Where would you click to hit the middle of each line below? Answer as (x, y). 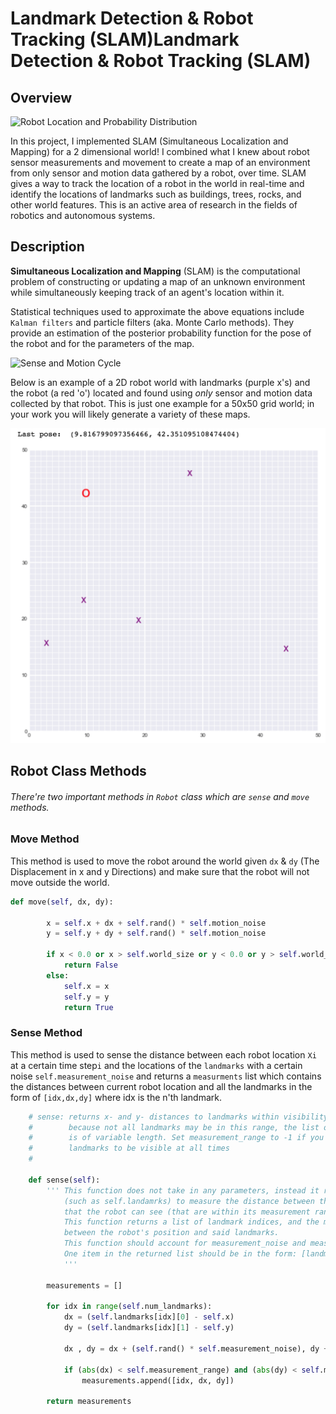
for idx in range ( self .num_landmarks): (129, 1307)
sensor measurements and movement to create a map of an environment (160, 162)
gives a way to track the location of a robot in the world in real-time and (157, 183)
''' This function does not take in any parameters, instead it (183, 1190)
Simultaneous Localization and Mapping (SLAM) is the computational (155, 271)
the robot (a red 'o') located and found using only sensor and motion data (161, 393)
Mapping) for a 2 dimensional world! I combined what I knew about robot (160, 151)
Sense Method (46, 1033)
